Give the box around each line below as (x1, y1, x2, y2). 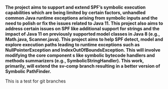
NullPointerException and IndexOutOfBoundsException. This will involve (5, 47, 160, 53)
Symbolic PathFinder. (5, 68, 51, 74)
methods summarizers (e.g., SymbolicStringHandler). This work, (5, 58, 144, 63)
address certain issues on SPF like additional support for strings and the (5, 26, 160, 32)
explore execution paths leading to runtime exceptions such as (5, 42, 140, 47)
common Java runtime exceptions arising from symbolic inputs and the (5, 15, 158, 21)
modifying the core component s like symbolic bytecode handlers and (5, 52, 155, 58)
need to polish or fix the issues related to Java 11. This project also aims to (5, 20, 163, 26)
